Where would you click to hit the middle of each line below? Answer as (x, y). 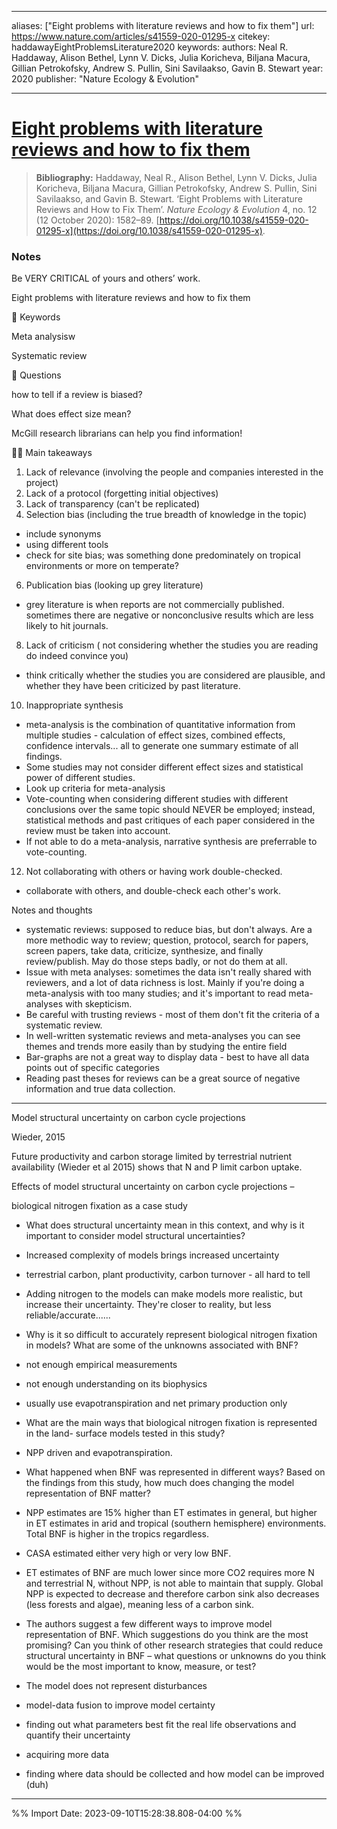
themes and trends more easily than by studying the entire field (156, 1047)
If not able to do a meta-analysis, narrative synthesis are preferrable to (171, 842)
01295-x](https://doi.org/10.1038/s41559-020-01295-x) (149, 230)
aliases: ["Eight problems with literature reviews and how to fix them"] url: (163, 25)
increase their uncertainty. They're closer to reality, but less (148, 1305)
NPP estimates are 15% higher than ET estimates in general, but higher (171, 1513)
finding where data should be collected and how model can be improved (175, 1774)
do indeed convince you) (77, 656)
